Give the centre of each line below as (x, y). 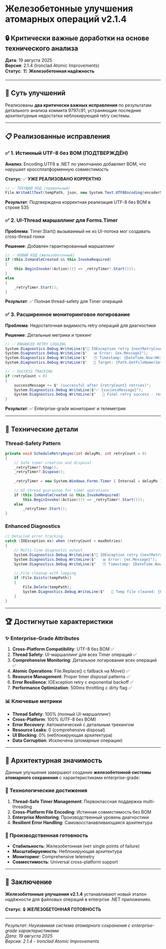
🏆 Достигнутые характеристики (59, 622)
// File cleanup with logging (45, 573)
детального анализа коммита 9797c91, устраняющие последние (73, 110)
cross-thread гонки (25, 237)
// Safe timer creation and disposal (53, 463)
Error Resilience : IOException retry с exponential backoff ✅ (73, 682)
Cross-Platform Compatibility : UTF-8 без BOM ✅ (63, 649)
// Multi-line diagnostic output (48, 550)
